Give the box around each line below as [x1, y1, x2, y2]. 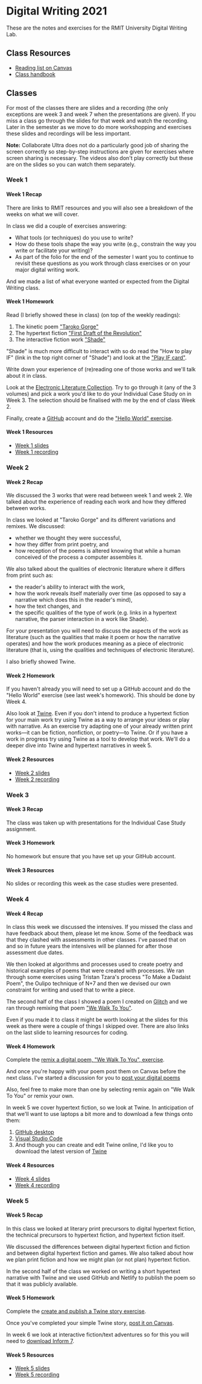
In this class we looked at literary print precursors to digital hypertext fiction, [6, 1225, 196, 1232]
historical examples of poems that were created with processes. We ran [6, 967, 185, 974]
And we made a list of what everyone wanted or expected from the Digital [6, 278, 189, 285]
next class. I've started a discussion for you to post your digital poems [6, 1074, 181, 1082]
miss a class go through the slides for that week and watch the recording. [6, 116, 189, 124]
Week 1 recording [14, 448, 58, 456]
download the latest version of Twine [14, 1148, 107, 1155]
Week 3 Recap [6, 806, 43, 813]
